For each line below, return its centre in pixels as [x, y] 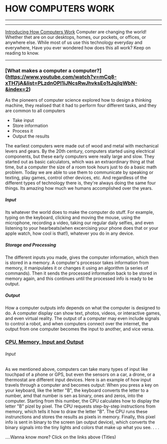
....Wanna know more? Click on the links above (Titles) [61, 437]
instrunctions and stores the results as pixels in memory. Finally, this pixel [80, 417]
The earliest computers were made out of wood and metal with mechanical [82, 146]
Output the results [31, 136]
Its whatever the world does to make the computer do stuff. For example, [80, 212]
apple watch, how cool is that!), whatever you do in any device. [70, 233]
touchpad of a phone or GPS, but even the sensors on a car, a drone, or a [80, 375]
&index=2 [17, 89]
